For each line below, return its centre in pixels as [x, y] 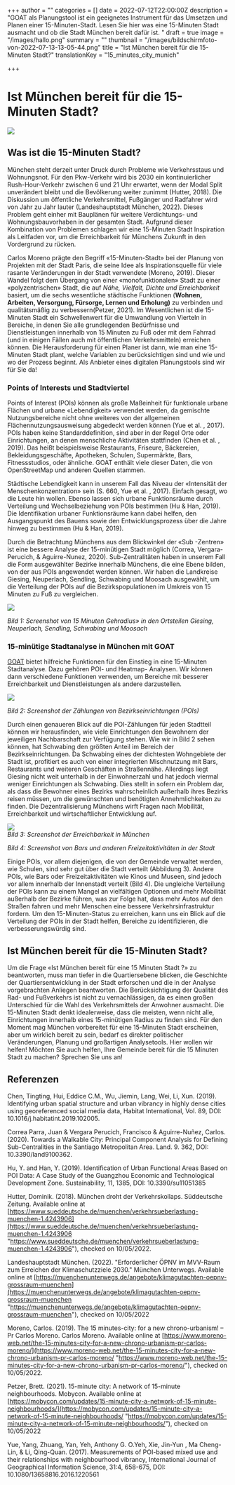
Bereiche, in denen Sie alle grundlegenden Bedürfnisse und [93, 325]
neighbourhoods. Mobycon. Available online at [74, 1393]
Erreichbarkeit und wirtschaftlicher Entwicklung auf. [82, 814]
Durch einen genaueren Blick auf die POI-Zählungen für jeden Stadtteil [109, 725]
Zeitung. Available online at [46, 1204]
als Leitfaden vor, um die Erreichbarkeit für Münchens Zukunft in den [107, 236]
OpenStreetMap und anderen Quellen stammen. [76, 470]
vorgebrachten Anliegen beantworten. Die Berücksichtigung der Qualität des [118, 990]
